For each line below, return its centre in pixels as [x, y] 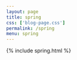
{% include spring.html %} [39, 50]
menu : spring [22, 34]
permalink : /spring [30, 28]
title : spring [24, 17]
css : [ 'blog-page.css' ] [36, 23]
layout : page [22, 12]
